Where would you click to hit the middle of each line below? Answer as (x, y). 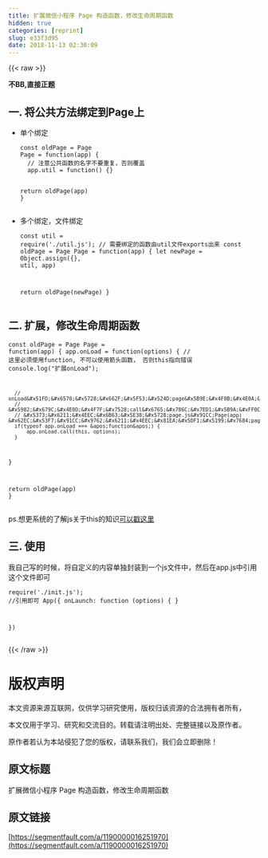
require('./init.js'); (46, 592)
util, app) (38, 265)
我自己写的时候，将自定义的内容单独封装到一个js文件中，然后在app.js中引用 (133, 567)
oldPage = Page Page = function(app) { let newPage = (111, 251)
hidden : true (30, 23)
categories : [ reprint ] (46, 30)
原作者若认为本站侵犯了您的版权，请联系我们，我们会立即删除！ (113, 742)
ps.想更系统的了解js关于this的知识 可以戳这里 (81, 519)
